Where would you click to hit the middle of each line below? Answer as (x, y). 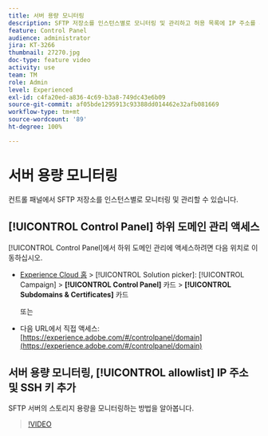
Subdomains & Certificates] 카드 (74, 294)
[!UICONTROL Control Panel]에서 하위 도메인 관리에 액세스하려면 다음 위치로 (129, 247)
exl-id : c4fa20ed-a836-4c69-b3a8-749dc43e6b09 (87, 97)
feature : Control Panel (48, 30)
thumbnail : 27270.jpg (44, 53)
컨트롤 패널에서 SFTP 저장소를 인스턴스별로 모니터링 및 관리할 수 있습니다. (124, 199)
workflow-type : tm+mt (44, 112)
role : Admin (28, 82)
